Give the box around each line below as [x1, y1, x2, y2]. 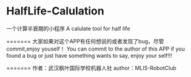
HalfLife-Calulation [6, 4, 104, 18]
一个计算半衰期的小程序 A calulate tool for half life [6, 25, 130, 32]
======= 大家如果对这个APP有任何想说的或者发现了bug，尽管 [6, 37, 164, 45]
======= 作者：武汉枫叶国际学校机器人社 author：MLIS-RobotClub [6, 64, 177, 72]
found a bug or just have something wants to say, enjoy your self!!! [6, 52, 173, 59]
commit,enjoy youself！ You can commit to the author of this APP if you [6, 45, 185, 52]
